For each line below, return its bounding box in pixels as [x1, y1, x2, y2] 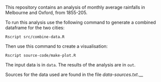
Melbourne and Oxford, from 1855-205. [5, 10, 88, 16]
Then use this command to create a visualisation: [5, 43, 108, 49]
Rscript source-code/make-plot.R [5, 53, 76, 58]
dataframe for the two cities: [5, 25, 65, 31]
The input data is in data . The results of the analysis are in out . [5, 62, 136, 67]
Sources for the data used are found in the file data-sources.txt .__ [5, 71, 143, 77]
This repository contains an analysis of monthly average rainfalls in [5, 5, 145, 10]
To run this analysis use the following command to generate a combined [5, 20, 156, 25]
